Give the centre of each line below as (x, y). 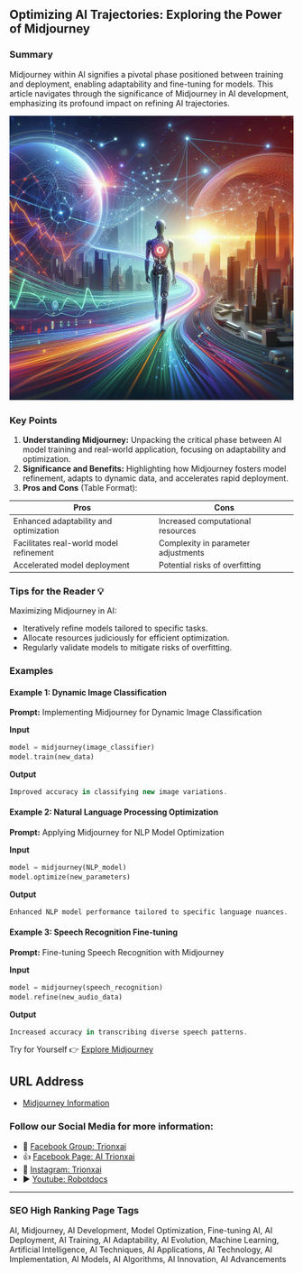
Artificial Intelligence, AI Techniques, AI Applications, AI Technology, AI (141, 1250)
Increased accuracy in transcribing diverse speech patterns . (129, 1032)
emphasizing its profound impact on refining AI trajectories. (119, 103)
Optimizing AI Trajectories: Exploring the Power (146, 15)
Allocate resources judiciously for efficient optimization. (126, 638)
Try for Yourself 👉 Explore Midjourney (82, 1049)
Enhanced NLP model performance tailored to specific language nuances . (149, 912)
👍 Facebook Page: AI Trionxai (78, 1156)
